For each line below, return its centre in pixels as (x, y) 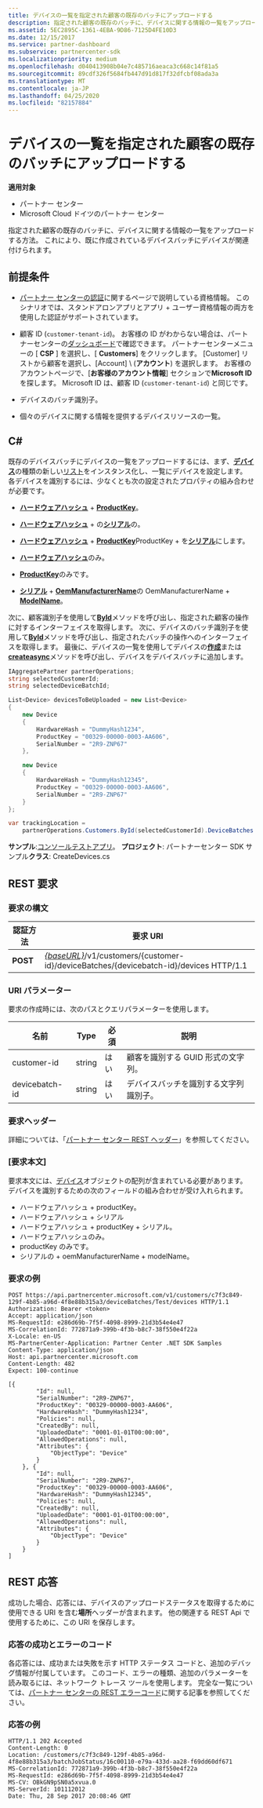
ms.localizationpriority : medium (63, 60)
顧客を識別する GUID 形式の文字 (186, 1057)
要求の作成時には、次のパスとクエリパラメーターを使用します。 (111, 1009)
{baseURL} (64, 955)
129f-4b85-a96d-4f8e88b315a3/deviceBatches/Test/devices (103, 1302)
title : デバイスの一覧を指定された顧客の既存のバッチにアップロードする (111, 15)
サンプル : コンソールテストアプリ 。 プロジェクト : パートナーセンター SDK (126, 847)
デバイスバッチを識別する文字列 (185, 1084)
